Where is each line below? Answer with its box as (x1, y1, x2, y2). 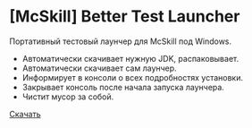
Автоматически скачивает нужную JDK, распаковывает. (21, 53, 239, 64)
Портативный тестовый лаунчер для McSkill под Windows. (9, 36, 232, 47)
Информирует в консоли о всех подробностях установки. (21, 72, 244, 82)
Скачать (9, 108, 42, 119)
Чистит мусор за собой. (21, 91, 114, 102)
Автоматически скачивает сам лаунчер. (21, 63, 177, 73)
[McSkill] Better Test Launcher (9, 6, 240, 27)
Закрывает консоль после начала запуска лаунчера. (21, 81, 225, 92)
